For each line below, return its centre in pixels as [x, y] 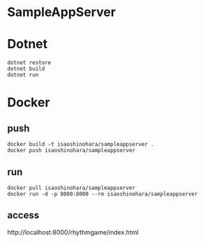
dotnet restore [29, 63]
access [23, 215]
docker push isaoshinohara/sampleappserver [71, 151]
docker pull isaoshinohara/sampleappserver [71, 188]
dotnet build [26, 69]
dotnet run [23, 75]
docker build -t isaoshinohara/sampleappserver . [81, 145]
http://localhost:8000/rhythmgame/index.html [73, 232]
